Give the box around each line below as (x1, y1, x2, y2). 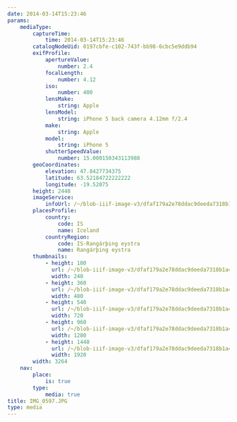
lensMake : (44, 96, 74, 103)
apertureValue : (44, 56, 90, 64)
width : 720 (51, 312, 83, 320)
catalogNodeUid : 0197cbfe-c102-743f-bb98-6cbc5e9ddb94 (32, 43, 197, 50)
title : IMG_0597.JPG (7, 397, 68, 404)
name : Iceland (57, 227, 99, 234)
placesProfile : (32, 207, 78, 215)
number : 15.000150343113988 (57, 155, 140, 162)
